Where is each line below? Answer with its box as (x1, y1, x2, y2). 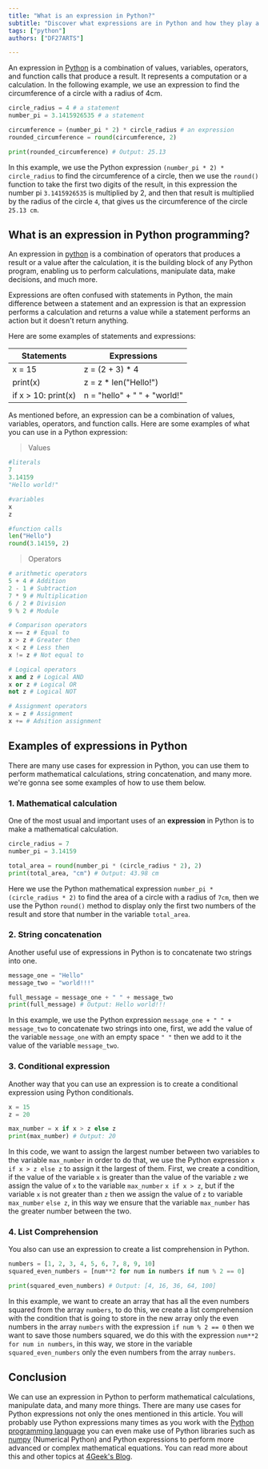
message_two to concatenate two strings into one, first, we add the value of (8, 1024, 253, 1033)
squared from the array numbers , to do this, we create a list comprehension (8, 1305, 254, 1314)
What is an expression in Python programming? (8, 228, 250, 242)
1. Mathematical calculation (8, 798, 118, 809)
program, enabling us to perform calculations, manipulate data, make (8, 266, 236, 276)
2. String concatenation (8, 929, 102, 940)
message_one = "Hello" (8, 971, 84, 980)
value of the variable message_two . (8, 1040, 120, 1050)
